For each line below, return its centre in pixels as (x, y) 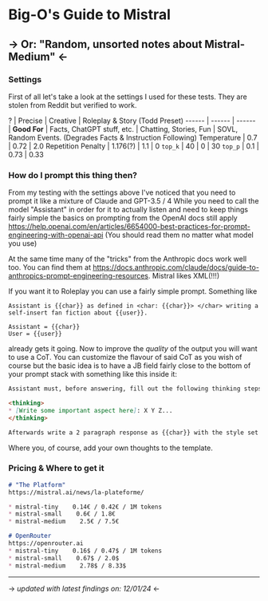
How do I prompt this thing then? (73, 175)
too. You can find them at (50, 267)
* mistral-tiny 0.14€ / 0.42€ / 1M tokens (85, 507)
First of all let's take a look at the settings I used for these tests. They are (128, 97)
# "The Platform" (37, 484)
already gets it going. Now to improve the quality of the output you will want (133, 349)
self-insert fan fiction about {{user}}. (78, 313)
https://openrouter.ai (46, 544)
